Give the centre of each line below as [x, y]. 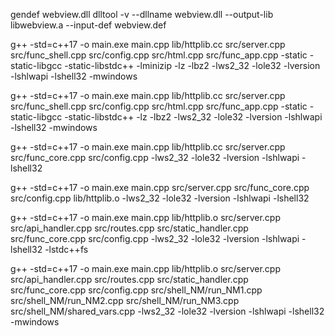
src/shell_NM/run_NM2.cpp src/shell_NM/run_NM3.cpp [125, 300]
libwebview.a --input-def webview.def [88, 25]
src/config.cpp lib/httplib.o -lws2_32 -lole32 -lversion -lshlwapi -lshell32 [160, 198]
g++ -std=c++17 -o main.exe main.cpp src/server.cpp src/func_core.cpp [160, 187]
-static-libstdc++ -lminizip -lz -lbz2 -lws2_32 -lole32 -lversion [192, 65]
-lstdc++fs [66, 249]
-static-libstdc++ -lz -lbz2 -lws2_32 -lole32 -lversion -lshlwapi [193, 117]
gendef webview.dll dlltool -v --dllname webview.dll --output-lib [142, 14]
